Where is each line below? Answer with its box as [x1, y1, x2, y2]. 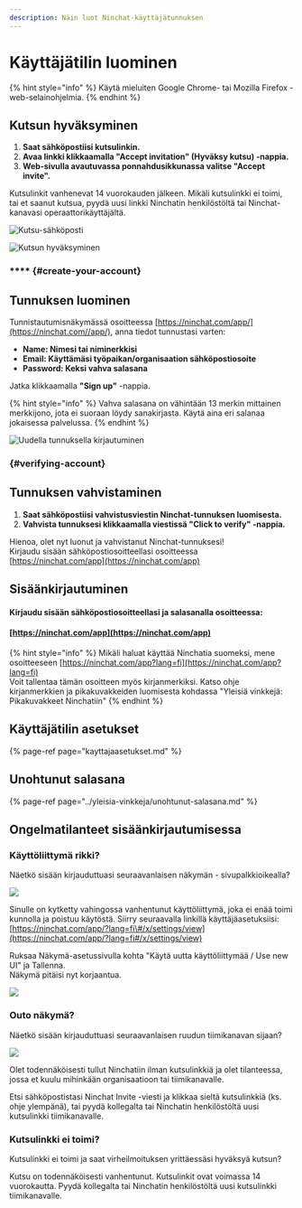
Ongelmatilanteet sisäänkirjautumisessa [9, 822, 242, 838]
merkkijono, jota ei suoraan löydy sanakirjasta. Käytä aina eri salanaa [9, 407, 266, 418]
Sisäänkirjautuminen [9, 582, 129, 597]
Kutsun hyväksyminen [9, 117, 138, 133]
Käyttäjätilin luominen [9, 52, 178, 72]
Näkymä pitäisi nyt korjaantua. [9, 969, 122, 980]
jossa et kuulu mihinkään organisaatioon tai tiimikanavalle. [9, 1073, 224, 1084]
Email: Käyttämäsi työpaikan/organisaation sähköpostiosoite [22, 353, 257, 364]
